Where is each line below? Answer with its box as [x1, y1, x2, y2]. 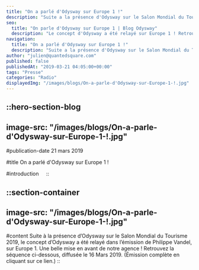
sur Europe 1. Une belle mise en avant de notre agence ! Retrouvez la [6, 245, 175, 252]
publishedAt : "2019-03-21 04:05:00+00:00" [6, 63, 113, 70]
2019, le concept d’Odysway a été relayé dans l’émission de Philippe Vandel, [6, 239, 192, 246]
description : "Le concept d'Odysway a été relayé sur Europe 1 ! [11, 31, 176, 37]
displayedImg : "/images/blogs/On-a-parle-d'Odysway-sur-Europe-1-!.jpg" [6, 81, 190, 86]
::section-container [6, 187, 80, 197]
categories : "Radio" [6, 75, 57, 81]
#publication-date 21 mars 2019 [6, 147, 84, 155]
